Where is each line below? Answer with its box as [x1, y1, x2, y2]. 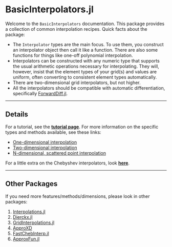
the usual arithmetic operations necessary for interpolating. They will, [12, 63, 160, 69]
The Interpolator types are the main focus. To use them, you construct [12, 41, 164, 47]
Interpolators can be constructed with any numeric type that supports [12, 57, 160, 64]
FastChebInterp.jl [12, 230, 50, 236]
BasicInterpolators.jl [5, 4, 94, 15]
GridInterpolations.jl [12, 219, 55, 225]
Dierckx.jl [12, 214, 33, 220]
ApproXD [12, 224, 32, 231]
